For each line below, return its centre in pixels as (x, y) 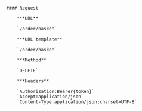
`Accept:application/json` (50, 97)
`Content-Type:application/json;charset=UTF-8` (77, 102)
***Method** (32, 60)
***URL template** (40, 39)
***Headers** (33, 81)
